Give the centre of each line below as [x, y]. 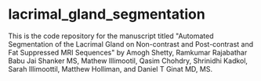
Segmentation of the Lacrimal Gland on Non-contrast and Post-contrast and [131, 44]
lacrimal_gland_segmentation [107, 14]
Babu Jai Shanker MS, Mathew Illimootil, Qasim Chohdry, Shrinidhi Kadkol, [128, 61]
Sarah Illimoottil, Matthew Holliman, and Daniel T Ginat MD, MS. [111, 69]
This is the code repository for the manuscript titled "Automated [111, 36]
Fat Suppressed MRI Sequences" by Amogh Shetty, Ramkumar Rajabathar [128, 52]
